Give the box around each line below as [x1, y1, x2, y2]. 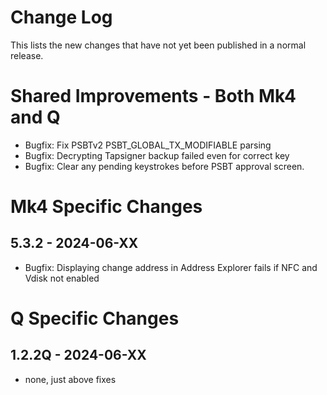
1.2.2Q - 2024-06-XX [10, 347, 147, 364]
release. [10, 49, 44, 61]
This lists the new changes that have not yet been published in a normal [10, 39, 307, 51]
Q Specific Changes [10, 307, 180, 330]
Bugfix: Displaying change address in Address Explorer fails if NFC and [24, 261, 318, 273]
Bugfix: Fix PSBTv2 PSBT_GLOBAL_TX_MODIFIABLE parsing [24, 139, 272, 151]
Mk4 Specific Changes [10, 196, 203, 218]
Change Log [10, 6, 113, 29]
